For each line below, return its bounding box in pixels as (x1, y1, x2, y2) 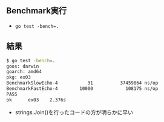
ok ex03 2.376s (6, 97, 67, 103)
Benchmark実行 (6, 5, 67, 16)
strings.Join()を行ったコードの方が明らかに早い (15, 108, 134, 116)
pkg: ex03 (6, 74, 31, 80)
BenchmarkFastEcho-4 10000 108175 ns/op (6, 86, 159, 92)
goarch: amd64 (6, 69, 42, 75)
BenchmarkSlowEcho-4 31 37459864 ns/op (6, 80, 159, 86)
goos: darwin (6, 63, 39, 69)
